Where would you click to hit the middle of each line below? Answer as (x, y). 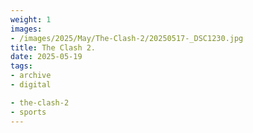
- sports (28, 112)
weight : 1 (31, 19)
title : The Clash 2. (53, 47)
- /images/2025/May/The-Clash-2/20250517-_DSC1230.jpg (127, 38)
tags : (21, 66)
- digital (31, 85)
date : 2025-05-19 (46, 57)
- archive (31, 76)
